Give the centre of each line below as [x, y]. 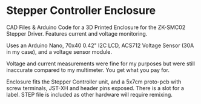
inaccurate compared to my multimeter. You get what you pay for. [88, 70]
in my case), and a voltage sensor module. [59, 51]
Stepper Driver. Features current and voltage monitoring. [77, 33]
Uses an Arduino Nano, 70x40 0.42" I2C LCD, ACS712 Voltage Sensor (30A [100, 45]
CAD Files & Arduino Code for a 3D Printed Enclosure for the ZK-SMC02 [96, 27]
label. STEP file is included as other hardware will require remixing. [89, 94]
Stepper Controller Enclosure [81, 11]
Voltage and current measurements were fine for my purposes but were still [101, 63]
